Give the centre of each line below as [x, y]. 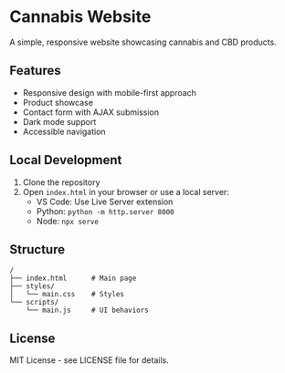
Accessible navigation [64, 131]
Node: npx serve [67, 221]
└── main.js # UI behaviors [87, 311]
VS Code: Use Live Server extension [105, 202]
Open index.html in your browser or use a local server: [126, 192]
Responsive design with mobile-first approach [109, 92]
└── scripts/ [34, 303]
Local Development [66, 160]
